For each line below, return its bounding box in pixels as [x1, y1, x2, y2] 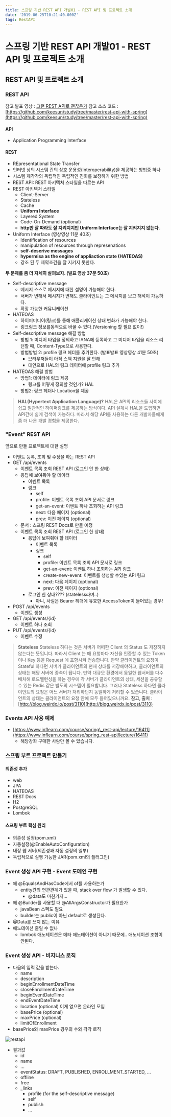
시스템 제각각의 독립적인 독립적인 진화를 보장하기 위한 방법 [12, 173, 129, 179]
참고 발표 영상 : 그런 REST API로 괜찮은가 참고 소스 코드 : [5, 103, 118, 109]
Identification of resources [20, 237, 76, 243]
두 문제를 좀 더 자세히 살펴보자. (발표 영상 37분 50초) [5, 270, 109, 276]
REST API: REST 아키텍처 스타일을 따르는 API [12, 179, 104, 185]
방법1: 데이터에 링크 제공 [20, 375, 69, 381]
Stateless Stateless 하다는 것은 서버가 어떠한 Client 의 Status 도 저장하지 [17, 644, 166, 650]
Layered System [20, 213, 55, 219]
